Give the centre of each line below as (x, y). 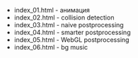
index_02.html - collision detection (64, 17)
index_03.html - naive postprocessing (69, 25)
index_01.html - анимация (52, 10)
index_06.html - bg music (51, 47)
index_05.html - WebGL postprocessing (71, 40)
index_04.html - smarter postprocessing (72, 32)
